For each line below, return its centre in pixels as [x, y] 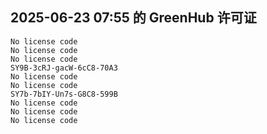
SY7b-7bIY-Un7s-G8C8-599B [64, 94]
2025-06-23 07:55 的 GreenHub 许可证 [133, 18]
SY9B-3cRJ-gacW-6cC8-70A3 [64, 68]
